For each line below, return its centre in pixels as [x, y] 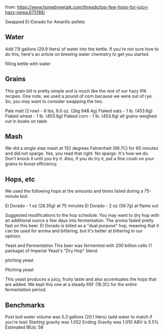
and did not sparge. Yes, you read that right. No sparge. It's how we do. [77, 153]
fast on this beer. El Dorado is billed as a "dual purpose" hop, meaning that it [82, 226]
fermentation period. [26, 290]
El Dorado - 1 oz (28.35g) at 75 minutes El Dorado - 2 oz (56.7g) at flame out [82, 206]
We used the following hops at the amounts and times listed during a [74, 191]
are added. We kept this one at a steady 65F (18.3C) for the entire [71, 285]
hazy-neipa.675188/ [25, 12]
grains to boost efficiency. [31, 164]
